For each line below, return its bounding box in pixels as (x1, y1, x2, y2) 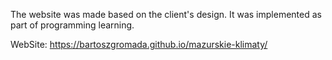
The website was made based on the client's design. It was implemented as (10, 9, 322, 20)
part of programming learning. (10, 19, 135, 31)
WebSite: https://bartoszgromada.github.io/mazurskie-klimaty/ (10, 39, 268, 50)
